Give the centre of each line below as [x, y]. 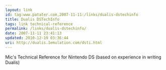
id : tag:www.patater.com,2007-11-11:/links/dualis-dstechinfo [72, 15]
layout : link [19, 10]
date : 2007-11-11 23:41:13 [33, 33]
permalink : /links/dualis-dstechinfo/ [46, 29]
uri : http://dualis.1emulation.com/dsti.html [54, 43]
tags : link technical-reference [39, 24]
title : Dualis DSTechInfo [32, 19]
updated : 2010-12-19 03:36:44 [37, 38]
